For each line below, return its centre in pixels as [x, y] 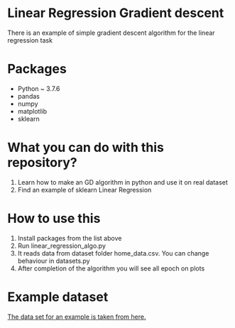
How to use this [54, 219]
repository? [43, 163]
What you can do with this [86, 148]
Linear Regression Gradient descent [116, 13]
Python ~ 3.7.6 [39, 88]
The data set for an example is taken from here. [77, 317]
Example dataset [58, 297]
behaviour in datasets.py [54, 261]
